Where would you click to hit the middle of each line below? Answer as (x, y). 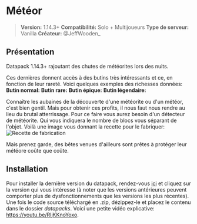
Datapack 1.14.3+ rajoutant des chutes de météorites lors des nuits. (87, 66)
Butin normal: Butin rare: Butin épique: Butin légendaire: (76, 90)
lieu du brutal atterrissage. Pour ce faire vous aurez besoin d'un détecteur (96, 114)
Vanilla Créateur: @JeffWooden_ (61, 33)
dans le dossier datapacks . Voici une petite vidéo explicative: (80, 208)
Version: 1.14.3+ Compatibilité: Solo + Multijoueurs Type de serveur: (105, 27)
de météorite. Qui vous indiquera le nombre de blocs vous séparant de (91, 120)
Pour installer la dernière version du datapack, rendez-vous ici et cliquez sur (98, 183)
